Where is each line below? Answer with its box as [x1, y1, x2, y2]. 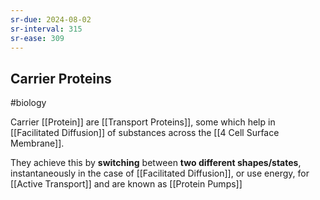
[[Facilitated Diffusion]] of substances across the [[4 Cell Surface [10, 127, 280, 139]
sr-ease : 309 [10, 33, 65, 43]
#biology [10, 97, 47, 109]
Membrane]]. [10, 137, 65, 150]
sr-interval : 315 [10, 24, 83, 34]
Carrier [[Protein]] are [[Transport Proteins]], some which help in [10, 116, 276, 128]
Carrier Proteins [10, 70, 112, 87]
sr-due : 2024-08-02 [10, 14, 92, 25]
